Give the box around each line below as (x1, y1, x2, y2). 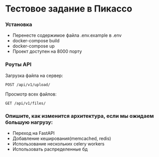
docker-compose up (12, 43, 55, 49)
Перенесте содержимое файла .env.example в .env (12, 32, 122, 38)
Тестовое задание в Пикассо (5, 3, 132, 15)
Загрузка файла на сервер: (5, 72, 64, 78)
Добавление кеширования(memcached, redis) (12, 135, 111, 141)
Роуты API (5, 61, 32, 68)
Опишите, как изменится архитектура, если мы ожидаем (5, 112, 154, 119)
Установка (5, 21, 33, 28)
